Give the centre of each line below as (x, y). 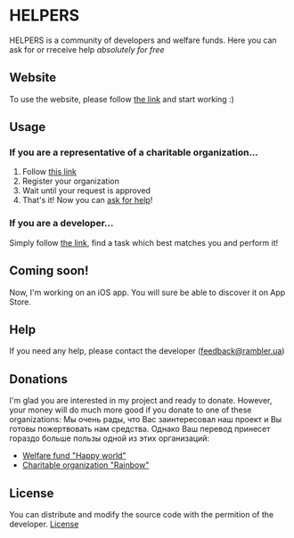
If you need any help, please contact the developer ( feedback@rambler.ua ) (147, 351)
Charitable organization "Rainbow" (86, 465)
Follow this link (49, 172)
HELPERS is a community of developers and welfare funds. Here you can (143, 40)
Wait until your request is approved (86, 191)
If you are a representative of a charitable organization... (134, 152)
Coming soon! (49, 271)
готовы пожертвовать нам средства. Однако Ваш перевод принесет (140, 429)
